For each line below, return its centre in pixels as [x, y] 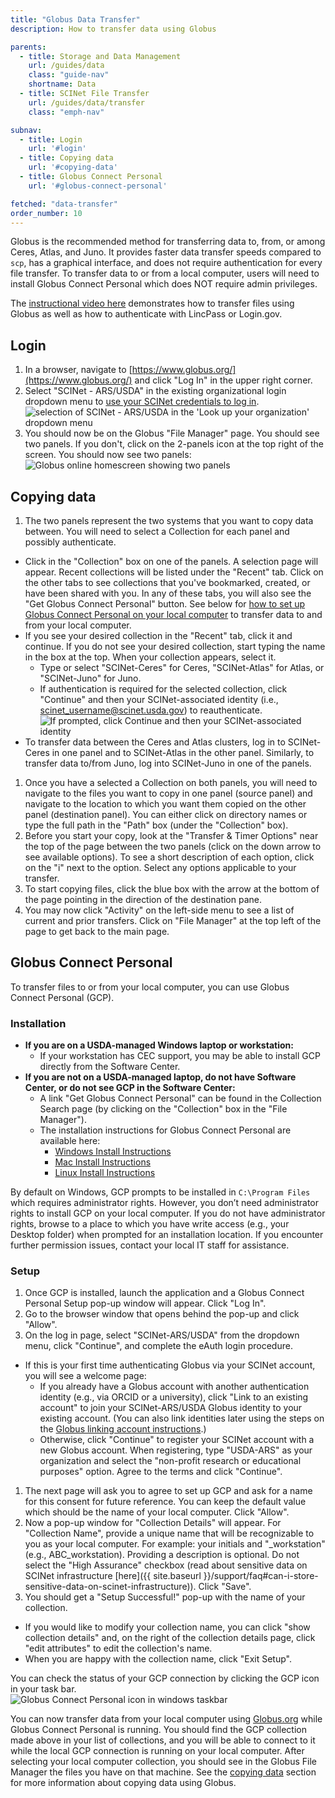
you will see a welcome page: [85, 1376]
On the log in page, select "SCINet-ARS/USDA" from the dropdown [162, 1335]
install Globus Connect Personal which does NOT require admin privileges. [164, 284]
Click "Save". [225, 1587]
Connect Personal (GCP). [62, 997]
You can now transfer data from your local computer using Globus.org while [166, 1719]
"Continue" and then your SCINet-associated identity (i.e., [159, 699]
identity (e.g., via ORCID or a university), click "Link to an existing [174, 1397]
